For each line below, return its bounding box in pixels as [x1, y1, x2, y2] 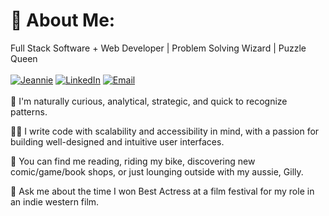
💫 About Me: [10, 9, 116, 32]
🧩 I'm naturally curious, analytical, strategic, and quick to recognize [10, 95, 288, 107]
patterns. [10, 105, 48, 118]
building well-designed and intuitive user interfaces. [10, 135, 225, 148]
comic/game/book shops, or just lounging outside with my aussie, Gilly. [10, 165, 304, 178]
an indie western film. [10, 195, 100, 208]
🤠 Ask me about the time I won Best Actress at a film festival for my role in [10, 185, 315, 197]
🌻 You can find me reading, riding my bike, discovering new [10, 155, 256, 167]
